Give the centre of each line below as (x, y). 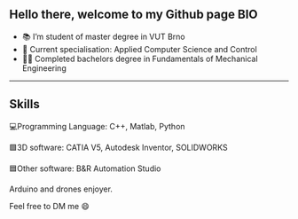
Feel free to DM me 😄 (50, 206)
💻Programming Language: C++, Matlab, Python (97, 126)
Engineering (44, 68)
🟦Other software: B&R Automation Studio (85, 168)
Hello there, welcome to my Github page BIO (133, 15)
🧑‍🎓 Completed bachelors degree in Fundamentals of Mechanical (140, 59)
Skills (24, 104)
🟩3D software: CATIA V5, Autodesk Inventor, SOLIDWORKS (118, 147)
